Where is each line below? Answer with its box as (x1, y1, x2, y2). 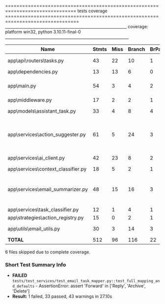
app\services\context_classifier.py (7, 166, 87, 172)
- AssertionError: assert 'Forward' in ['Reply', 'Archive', (35, 283, 146, 289)
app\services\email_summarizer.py (7, 186, 88, 193)
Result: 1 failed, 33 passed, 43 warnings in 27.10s (12, 294, 112, 300)
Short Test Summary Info (5, 261, 66, 268)
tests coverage (77, 8, 108, 14)
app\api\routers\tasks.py (7, 57, 64, 64)
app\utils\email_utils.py (7, 225, 60, 232)
